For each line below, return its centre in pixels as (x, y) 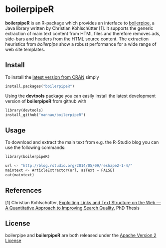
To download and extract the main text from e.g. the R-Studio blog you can (82, 142)
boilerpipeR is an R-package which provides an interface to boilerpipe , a (80, 23)
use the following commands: (35, 147)
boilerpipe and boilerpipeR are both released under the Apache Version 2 (81, 236)
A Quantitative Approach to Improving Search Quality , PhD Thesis (72, 208)
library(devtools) (24, 110)
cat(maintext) (20, 175)
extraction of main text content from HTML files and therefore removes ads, (83, 33)
